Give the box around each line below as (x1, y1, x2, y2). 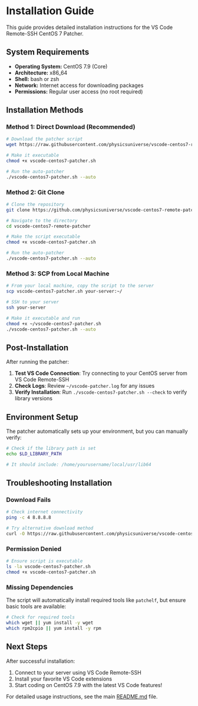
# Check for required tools (6, 614, 75, 620)
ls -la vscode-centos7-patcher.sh (6, 563, 91, 570)
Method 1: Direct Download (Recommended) (6, 123, 136, 131)
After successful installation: (6, 658, 75, 665)
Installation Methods (6, 105, 84, 115)
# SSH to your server (6, 299, 60, 305)
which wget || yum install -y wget (6, 620, 94, 626)
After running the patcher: (6, 358, 70, 365)
